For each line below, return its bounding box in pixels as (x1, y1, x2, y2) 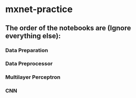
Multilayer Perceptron (5, 74, 61, 81)
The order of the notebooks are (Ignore (5, 24, 131, 32)
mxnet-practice (5, 4, 73, 15)
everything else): (5, 31, 61, 40)
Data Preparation (5, 46, 48, 54)
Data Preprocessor (5, 60, 53, 67)
